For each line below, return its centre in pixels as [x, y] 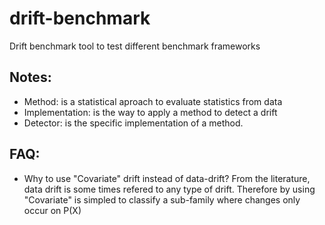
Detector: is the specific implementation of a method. [133, 123]
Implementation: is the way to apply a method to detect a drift [150, 112]
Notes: [30, 77]
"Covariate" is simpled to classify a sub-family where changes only [162, 199]
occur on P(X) [52, 210]
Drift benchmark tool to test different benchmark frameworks [135, 46]
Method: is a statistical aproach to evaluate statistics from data [153, 101]
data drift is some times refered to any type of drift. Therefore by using [169, 189]
